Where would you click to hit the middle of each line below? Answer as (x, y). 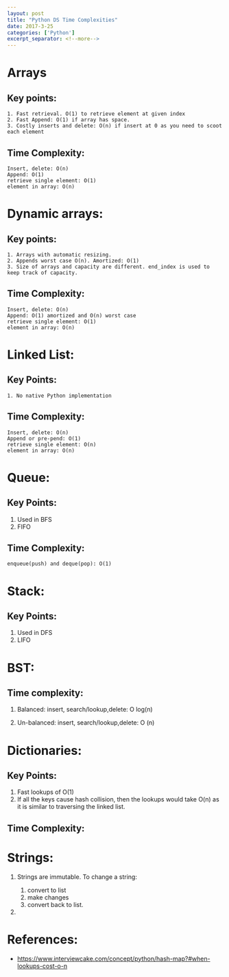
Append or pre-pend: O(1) (44, 438)
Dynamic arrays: (55, 214)
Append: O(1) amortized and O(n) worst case (72, 315)
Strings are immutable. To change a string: (77, 877)
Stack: (26, 591)
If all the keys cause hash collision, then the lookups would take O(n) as (118, 799)
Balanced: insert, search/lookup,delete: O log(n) (85, 710)
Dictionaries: (45, 750)
